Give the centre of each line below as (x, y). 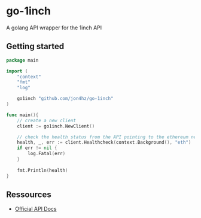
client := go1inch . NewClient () (56, 126)
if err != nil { (37, 148)
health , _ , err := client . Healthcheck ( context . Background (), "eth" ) (104, 143)
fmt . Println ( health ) (42, 170)
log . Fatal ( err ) (47, 154)
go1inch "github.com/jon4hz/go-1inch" (65, 99)
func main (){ (22, 115)
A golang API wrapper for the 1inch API (54, 28)
